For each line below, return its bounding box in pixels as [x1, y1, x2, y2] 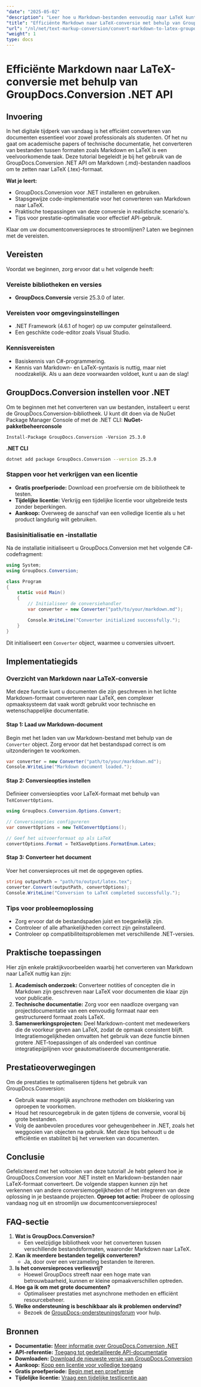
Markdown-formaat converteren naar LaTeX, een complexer [6, 694, 154, 702]
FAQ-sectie [6, 1216, 49, 1227]
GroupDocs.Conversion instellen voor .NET [6, 387, 170, 398]
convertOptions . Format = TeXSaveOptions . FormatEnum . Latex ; [6, 840, 157, 847]
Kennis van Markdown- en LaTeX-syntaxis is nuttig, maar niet [14, 363, 166, 371]
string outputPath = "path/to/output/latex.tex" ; [6, 879, 133, 885]
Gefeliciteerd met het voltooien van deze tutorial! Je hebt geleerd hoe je [6, 1168, 184, 1175]
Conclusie [6, 1152, 45, 1162]
